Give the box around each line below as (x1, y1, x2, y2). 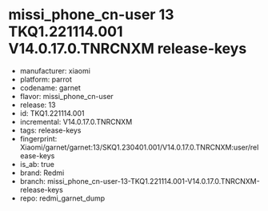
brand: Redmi (19, 168, 65, 177)
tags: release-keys (19, 125, 82, 135)
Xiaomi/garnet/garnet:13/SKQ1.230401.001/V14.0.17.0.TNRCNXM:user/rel (19, 142, 259, 152)
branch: (19, 176, 46, 185)
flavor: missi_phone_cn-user (19, 91, 114, 101)
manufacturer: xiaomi (19, 66, 90, 75)
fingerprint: (19, 133, 58, 143)
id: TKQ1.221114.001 (19, 108, 85, 117)
